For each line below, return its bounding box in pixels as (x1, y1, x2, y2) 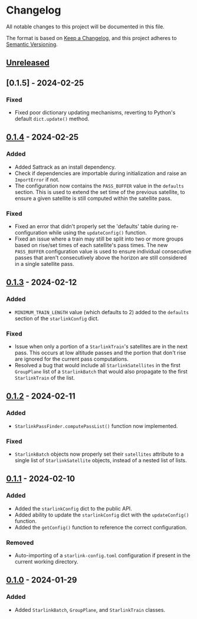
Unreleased (6, 58, 50, 68)
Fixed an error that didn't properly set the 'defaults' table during (14, 223, 170, 230)
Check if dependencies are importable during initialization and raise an (14, 169, 187, 177)
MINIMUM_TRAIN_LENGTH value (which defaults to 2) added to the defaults (14, 308, 189, 315)
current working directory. (14, 558, 78, 565)
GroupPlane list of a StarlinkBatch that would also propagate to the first (14, 368, 188, 375)
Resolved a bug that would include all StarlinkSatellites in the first (14, 361, 181, 368)
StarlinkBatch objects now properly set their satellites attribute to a (14, 450, 184, 457)
